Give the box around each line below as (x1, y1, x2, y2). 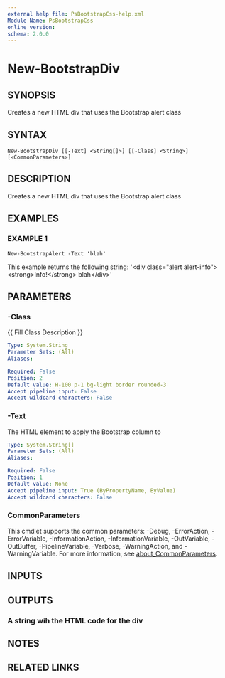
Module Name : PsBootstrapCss (7, 17, 94, 24)
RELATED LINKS (7, 662, 79, 674)
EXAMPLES (7, 213, 59, 225)
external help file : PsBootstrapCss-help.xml (7, 10, 144, 18)
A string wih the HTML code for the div (7, 615, 143, 625)
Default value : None (7, 480, 69, 487)
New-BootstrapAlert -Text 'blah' (7, 250, 106, 257)
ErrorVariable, (7, 534, 48, 543)
